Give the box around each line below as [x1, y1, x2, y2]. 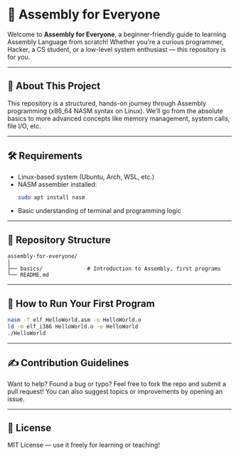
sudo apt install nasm [17, 194, 85, 201]
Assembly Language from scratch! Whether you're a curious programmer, [7, 37, 224, 46]
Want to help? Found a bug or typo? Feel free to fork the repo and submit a [7, 379, 226, 388]
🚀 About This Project [7, 80, 101, 92]
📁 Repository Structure [7, 234, 111, 246]
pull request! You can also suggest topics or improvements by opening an [7, 387, 223, 395]
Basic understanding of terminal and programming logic [17, 207, 181, 215]
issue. [7, 395, 25, 403]
